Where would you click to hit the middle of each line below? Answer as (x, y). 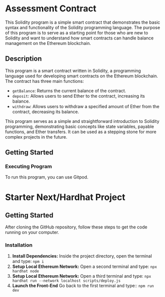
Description (23, 59)
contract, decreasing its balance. (46, 111)
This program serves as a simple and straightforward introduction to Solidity (82, 121)
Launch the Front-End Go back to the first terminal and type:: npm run (83, 285)
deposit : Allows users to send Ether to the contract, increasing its (79, 96)
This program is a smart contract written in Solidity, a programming (73, 71)
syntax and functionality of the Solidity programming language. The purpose (82, 27)
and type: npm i (28, 261)
